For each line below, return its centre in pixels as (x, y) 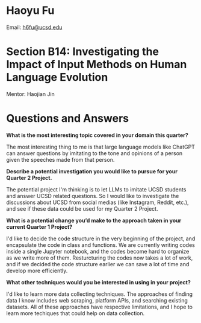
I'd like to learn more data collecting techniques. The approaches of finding (100, 294)
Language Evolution (57, 78)
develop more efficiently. (37, 270)
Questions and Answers (68, 119)
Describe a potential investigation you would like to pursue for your (92, 171)
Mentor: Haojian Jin (31, 94)
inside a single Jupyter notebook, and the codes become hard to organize (98, 251)
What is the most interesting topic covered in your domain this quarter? (97, 135)
